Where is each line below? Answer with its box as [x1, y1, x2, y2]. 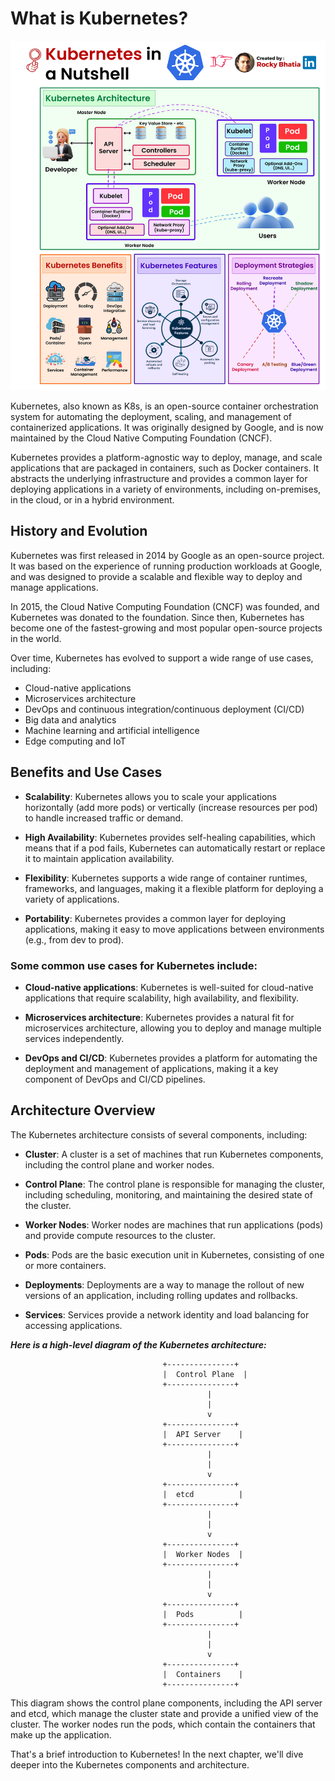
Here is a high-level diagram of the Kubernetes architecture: [10, 1338, 267, 1351]
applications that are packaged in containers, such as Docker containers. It [10, 462, 320, 474]
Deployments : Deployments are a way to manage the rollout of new [24, 1278, 305, 1291]
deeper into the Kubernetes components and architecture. [10, 1758, 250, 1771]
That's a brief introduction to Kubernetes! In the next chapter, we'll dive [10, 1748, 304, 1760]
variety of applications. [24, 893, 120, 905]
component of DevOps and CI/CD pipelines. [24, 1073, 206, 1085]
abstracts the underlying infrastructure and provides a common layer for [10, 473, 308, 485]
